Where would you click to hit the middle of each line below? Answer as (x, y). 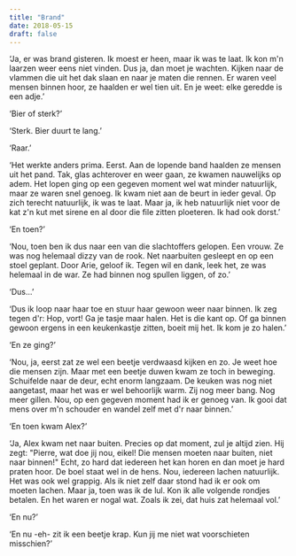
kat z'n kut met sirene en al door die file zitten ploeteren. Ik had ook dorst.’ (145, 212)
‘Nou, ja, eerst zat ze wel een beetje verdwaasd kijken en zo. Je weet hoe (143, 362)
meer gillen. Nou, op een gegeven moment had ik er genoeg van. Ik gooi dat (148, 400)
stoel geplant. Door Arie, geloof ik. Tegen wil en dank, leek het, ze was (138, 266)
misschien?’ (31, 544)
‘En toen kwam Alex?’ (48, 427)
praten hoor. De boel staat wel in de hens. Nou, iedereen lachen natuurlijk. (144, 472)
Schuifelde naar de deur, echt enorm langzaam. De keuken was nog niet (141, 381)
